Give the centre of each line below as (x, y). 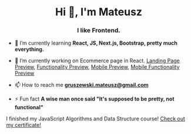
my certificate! (24, 125)
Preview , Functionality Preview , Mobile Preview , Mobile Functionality (97, 67)
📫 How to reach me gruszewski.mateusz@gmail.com (81, 85)
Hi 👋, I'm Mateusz (99, 12)
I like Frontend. (99, 31)
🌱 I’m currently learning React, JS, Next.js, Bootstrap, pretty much (96, 43)
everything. (29, 49)
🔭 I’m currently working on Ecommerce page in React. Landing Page (97, 61)
